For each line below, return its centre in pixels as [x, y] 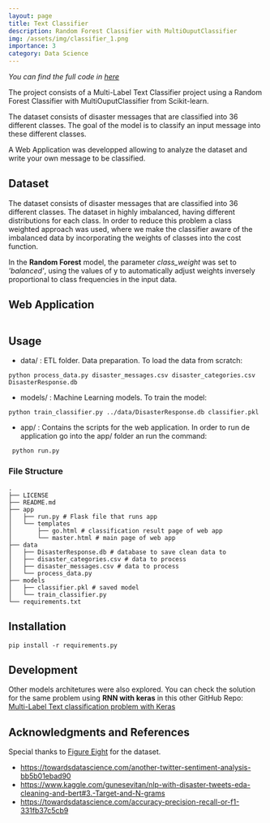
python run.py [36, 451]
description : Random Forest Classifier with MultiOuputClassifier [123, 31]
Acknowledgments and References [99, 732]
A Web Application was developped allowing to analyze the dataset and [128, 150]
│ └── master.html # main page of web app [92, 538]
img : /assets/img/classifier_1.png [69, 39]
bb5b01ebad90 [45, 776]
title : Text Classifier [49, 24]
